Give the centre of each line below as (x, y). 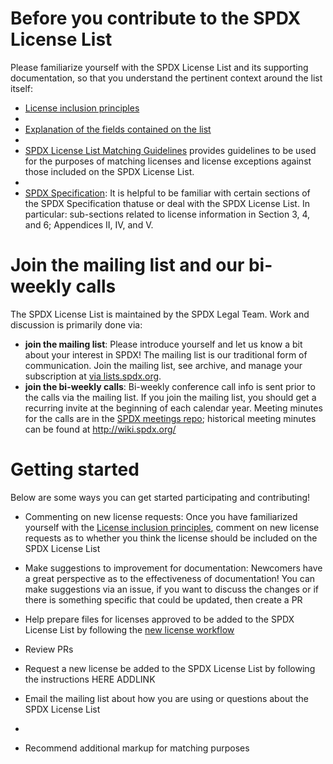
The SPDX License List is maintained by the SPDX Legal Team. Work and (160, 314)
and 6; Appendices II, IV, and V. (89, 224)
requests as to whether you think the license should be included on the (171, 538)
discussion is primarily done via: (76, 324)
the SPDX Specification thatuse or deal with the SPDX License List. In (167, 203)
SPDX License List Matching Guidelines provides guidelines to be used (170, 150)
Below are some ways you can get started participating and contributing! (160, 497)
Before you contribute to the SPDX (156, 18)
